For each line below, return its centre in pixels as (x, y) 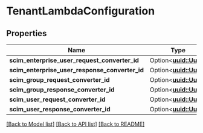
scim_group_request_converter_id (60, 80)
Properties (27, 33)
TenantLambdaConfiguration (81, 11)
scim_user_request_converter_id (57, 99)
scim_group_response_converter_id (62, 90)
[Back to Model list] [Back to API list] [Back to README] (76, 124)
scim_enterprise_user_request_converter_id (74, 60)
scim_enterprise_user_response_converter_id (76, 70)
